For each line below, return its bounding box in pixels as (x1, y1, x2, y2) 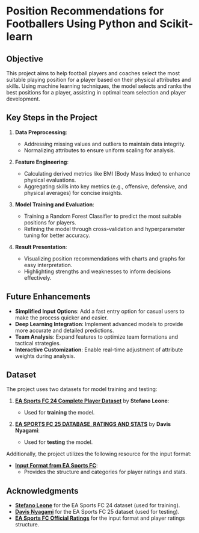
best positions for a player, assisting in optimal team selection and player (6, 89, 186, 96)
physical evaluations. (23, 176, 76, 183)
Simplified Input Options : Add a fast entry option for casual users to (14, 307, 185, 315)
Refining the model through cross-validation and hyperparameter (23, 225, 185, 232)
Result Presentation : (14, 243, 67, 250)
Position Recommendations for (6, 4, 164, 18)
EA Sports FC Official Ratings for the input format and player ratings (14, 514, 185, 522)
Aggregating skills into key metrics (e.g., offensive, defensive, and (23, 182, 188, 190)
